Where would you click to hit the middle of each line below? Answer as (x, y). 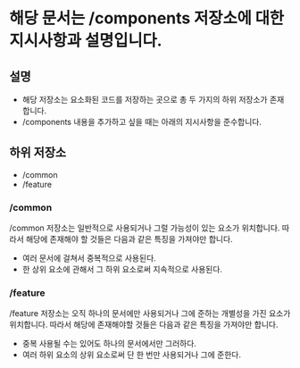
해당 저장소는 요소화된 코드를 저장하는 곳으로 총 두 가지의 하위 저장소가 (145, 100)
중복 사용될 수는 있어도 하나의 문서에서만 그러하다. (109, 344)
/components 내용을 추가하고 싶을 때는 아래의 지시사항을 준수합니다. (142, 122)
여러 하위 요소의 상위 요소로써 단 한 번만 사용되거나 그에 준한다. (131, 355)
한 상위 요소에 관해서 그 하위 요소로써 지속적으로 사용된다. (122, 270)
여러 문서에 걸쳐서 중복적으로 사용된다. (89, 258)
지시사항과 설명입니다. (86, 41)
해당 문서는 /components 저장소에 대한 (147, 18)
